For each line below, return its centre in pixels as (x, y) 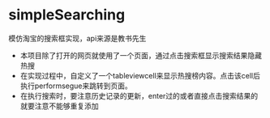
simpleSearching (67, 15)
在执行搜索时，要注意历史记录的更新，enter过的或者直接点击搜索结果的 (139, 95)
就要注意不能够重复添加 (59, 106)
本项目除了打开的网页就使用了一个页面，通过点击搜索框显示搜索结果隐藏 (141, 55)
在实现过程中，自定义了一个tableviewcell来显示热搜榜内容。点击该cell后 (140, 75)
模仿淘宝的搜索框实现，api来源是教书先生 (77, 38)
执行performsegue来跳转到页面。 (76, 86)
